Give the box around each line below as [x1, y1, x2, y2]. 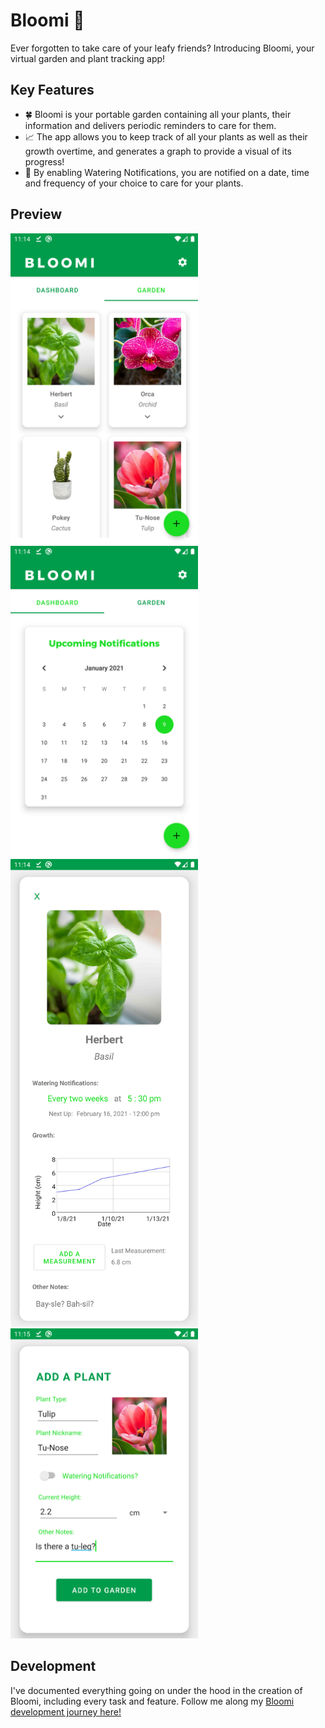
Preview [10, 206, 63, 223]
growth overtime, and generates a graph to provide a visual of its [24, 145, 292, 157]
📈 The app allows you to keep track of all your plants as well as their [24, 130, 308, 143]
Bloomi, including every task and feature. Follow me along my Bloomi [10, 1695, 295, 1707]
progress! [24, 155, 65, 168]
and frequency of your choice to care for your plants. [24, 177, 244, 189]
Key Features [10, 82, 95, 99]
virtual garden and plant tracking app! [10, 52, 166, 64]
